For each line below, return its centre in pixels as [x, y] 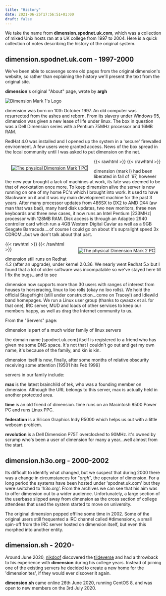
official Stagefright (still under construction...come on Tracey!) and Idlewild [82, 295]
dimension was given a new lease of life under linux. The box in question [79, 121]
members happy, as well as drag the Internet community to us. [69, 311]
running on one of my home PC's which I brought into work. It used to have [82, 192]
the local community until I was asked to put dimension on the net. [73, 152]
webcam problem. [24, 425]
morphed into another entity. [34, 530]
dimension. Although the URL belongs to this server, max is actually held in [81, 390]
